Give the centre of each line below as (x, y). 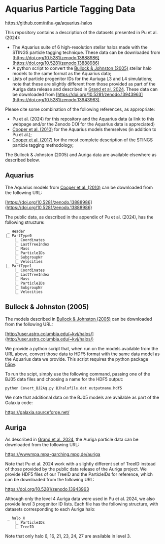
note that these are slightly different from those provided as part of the (84, 84)
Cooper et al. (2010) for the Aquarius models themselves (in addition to (84, 129)
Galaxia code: (19, 402)
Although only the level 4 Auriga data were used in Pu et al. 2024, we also (80, 499)
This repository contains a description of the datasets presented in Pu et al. (82, 32)
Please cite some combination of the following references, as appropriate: (80, 109)
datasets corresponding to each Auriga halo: (50, 509)
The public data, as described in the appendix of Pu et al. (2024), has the (79, 217)
